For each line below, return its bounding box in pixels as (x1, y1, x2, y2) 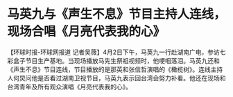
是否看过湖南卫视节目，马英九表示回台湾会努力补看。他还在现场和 (37, 73, 226, 82)
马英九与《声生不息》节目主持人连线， (7, 6, 227, 22)
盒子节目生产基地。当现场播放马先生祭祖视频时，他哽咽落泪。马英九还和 (12, 56, 220, 64)
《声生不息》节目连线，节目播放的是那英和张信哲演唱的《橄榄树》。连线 (7, 65, 211, 73)
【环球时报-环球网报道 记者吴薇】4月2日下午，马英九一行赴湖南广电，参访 (7, 48, 220, 56)
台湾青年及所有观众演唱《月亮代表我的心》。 (7, 82, 132, 91)
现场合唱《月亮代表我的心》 (7, 24, 166, 39)
